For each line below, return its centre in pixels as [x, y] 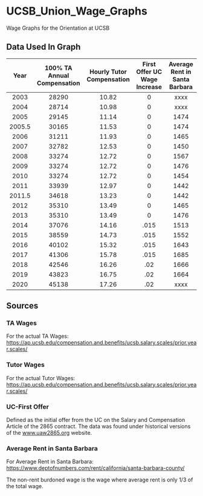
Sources [22, 306]
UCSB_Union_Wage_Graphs [77, 11]
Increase [149, 87]
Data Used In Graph [43, 47]
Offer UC [149, 72]
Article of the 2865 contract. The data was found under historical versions [98, 426]
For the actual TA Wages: [37, 336]
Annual [59, 75]
